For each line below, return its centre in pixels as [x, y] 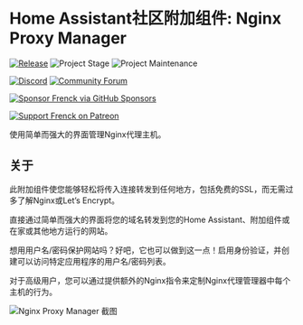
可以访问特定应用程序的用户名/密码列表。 [94, 261]
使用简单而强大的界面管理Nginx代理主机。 [88, 134]
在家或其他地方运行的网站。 [61, 230]
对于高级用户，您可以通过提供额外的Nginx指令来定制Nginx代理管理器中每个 [150, 280]
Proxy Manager [68, 38]
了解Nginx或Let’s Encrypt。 [68, 200]
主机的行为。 [33, 292]
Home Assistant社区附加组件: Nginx [146, 19]
